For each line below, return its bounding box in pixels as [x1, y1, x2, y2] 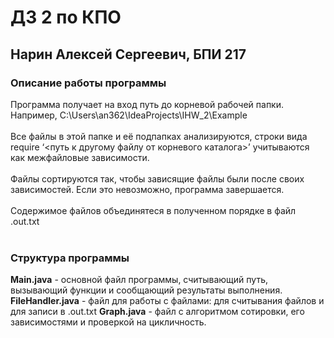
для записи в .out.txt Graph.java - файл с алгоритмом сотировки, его [10, 306, 305, 318]
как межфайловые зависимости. [10, 151, 150, 163]
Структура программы [10, 251, 130, 265]
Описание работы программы [10, 76, 167, 90]
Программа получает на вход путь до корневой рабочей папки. [10, 98, 285, 110]
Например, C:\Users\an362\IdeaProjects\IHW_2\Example [10, 109, 248, 121]
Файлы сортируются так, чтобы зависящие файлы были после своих [10, 172, 305, 185]
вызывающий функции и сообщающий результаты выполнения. [10, 284, 283, 296]
